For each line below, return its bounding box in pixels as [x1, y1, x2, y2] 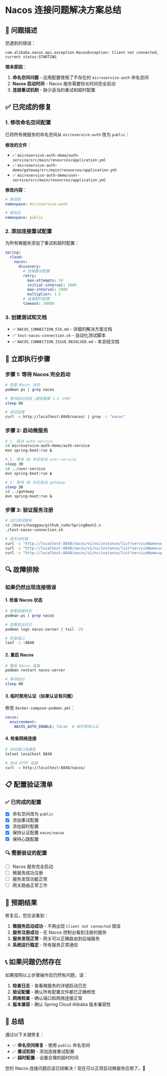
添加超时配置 [12, 824, 39, 830]
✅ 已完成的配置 [5, 799, 41, 806]
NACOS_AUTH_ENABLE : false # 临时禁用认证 [14, 724, 99, 729]
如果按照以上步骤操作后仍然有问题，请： [5, 972, 88, 978]
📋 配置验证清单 [5, 780, 53, 789]
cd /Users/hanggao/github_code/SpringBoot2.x [5, 523, 101, 528]
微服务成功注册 [12, 869, 43, 875]
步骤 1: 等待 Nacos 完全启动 [5, 371, 71, 378]
